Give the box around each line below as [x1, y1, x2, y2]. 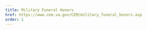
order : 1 [5, 17, 24, 22]
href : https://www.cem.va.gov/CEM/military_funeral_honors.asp [5, 12, 142, 17]
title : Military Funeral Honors [5, 7, 74, 13]
